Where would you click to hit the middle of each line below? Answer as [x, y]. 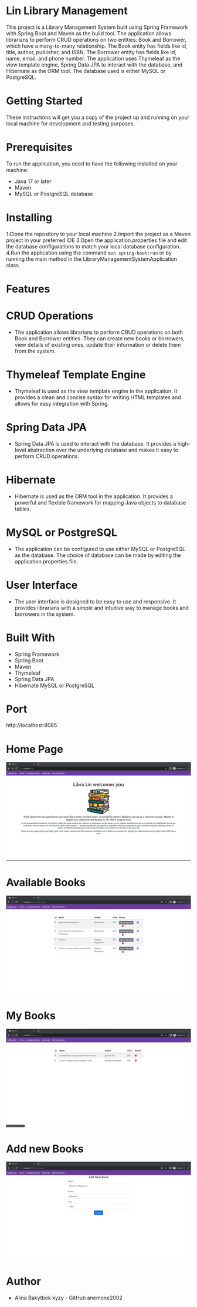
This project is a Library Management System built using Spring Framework [97, 27]
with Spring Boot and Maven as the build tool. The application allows [89, 33]
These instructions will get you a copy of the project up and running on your [98, 117]
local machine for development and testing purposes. [71, 123]
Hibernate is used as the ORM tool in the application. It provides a [94, 496]
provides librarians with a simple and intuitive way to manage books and [102, 608]
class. [13, 265]
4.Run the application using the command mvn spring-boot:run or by [89, 253]
